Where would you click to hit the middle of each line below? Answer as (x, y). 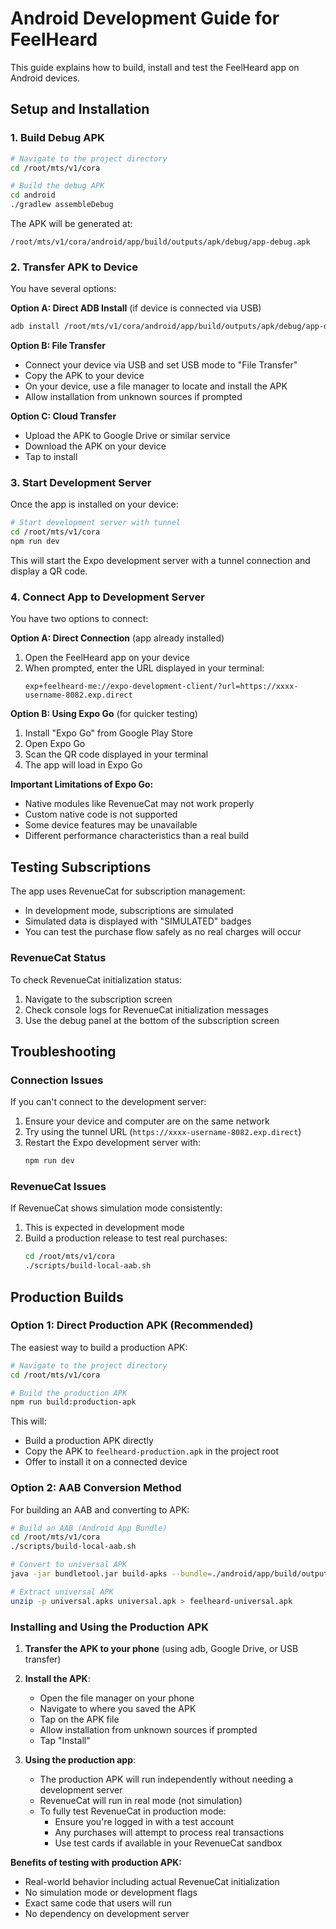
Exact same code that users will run (98, 1903)
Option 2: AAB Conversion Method (96, 1488)
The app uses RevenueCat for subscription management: (128, 891)
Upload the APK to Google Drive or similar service (127, 436)
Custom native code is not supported (101, 814)
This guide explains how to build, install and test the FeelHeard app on (155, 67)
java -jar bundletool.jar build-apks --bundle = (111, 1574)
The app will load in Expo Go (83, 765)
